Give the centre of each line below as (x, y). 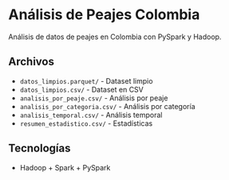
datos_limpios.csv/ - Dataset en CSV (81, 89)
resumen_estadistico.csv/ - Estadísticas (86, 123)
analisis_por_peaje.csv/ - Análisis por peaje (94, 98)
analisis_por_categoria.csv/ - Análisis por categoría (107, 106)
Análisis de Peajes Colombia (104, 15)
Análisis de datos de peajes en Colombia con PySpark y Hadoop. (115, 37)
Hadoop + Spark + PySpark (65, 167)
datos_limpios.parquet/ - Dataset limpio (86, 80)
